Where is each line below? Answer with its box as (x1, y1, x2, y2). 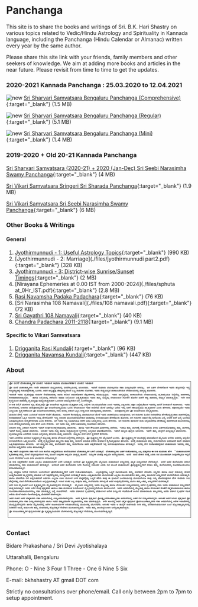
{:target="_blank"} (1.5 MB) (6, 101, 72, 108)
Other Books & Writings (6, 221, 75, 229)
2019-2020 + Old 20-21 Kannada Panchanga (6, 151, 137, 159)
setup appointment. (6, 595, 54, 602)
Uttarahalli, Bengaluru (6, 554, 59, 561)
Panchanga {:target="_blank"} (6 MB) (6, 206, 96, 213)
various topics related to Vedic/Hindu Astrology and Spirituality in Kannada (6, 29, 188, 36)
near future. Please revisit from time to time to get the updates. (6, 66, 160, 73)
